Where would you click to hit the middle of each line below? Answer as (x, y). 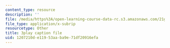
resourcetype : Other (27, 28)
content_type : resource (30, 10)
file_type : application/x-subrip (40, 24)
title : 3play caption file (34, 33)
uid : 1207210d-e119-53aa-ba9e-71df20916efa (52, 38)
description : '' (22, 14)
